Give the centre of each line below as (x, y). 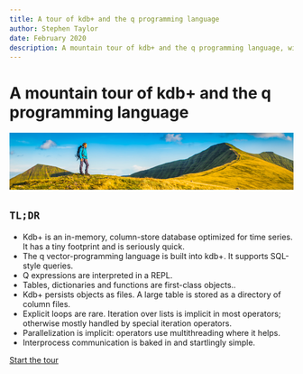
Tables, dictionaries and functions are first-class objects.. (129, 285)
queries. (58, 266)
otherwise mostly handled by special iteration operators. (127, 323)
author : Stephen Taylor (54, 28)
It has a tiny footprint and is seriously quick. (103, 246)
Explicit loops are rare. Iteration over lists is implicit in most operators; (151, 313)
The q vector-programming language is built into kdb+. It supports (145, 256)
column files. (46, 304)
